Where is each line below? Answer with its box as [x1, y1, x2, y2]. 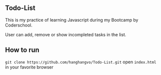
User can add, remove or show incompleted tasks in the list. [5, 31, 127, 37]
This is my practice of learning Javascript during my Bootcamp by [5, 17, 138, 23]
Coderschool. [5, 22, 33, 28]
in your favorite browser [5, 64, 54, 70]
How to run [5, 46, 40, 54]
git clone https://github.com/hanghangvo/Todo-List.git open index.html [5, 59, 157, 65]
